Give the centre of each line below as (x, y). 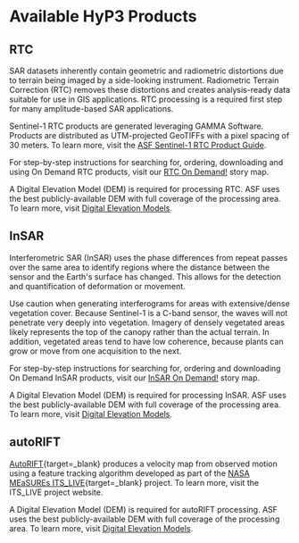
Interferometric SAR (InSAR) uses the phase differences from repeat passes (149, 257)
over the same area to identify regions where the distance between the (140, 267)
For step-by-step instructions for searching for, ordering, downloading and (146, 162)
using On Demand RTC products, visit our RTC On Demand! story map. (139, 172)
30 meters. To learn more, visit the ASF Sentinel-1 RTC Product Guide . (138, 145)
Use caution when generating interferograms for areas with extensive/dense (149, 303)
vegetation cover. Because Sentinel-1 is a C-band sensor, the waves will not (149, 313)
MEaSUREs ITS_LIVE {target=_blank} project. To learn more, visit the (134, 482)
